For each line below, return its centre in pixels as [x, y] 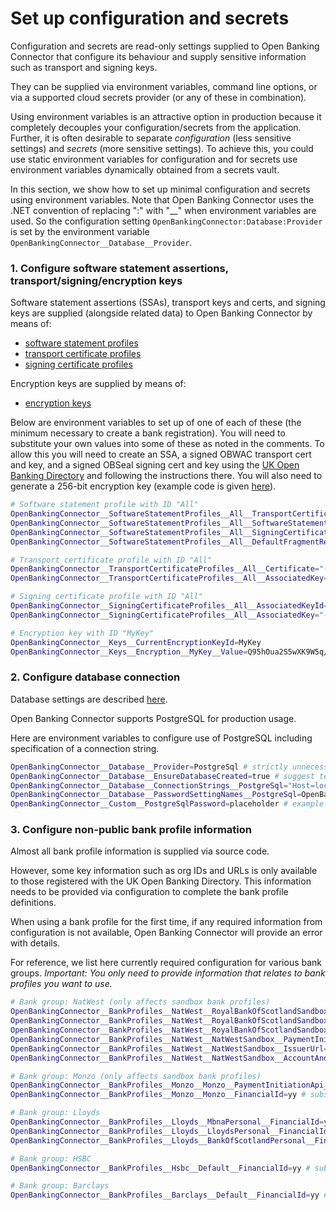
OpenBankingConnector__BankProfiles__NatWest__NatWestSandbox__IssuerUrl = [169, 1048]
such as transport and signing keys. [84, 67]
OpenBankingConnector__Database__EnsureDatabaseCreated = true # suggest [162, 776]
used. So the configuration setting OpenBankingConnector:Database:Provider [166, 221]
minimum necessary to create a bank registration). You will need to [148, 433]
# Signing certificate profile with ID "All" [106, 597]
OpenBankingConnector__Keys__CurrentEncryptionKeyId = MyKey [136, 642]
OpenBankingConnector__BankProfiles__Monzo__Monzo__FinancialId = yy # [158, 1095]
